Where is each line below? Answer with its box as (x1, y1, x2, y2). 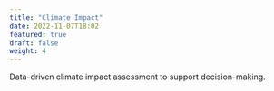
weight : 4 (9, 47, 47, 56)
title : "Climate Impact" (9, 13, 103, 23)
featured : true (9, 30, 67, 39)
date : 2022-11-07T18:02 (9, 22, 100, 31)
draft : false (9, 38, 59, 48)
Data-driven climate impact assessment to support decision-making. (9, 71, 266, 82)
